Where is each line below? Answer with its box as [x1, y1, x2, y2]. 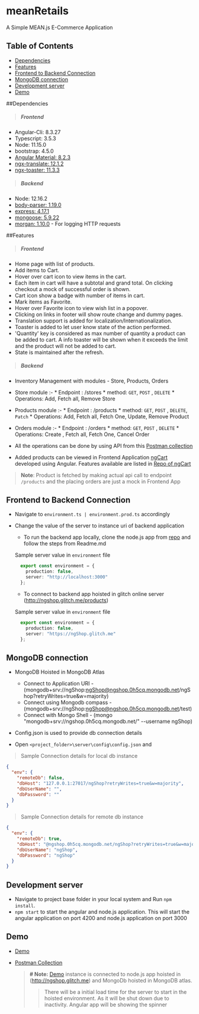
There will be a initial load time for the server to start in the [44, 988, 187, 996]
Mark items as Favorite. [14, 298, 72, 305]
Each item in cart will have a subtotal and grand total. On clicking [14, 279, 173, 286]
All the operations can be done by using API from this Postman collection [14, 442, 193, 449]
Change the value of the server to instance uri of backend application [14, 522, 185, 529]
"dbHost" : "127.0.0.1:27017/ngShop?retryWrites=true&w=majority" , [17, 780, 184, 786]
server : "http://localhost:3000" [25, 574, 108, 580]
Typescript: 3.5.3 [14, 135, 56, 142]
